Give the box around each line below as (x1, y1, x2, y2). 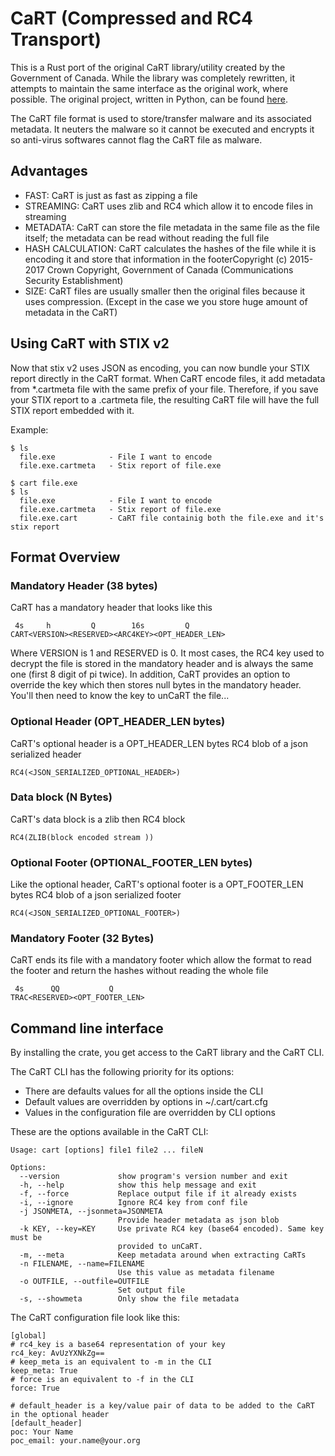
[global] (10, 1331, 47, 1341)
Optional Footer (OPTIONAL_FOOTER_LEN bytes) (10, 855, 253, 869)
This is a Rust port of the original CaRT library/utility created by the (10, 61, 286, 73)
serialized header (10, 748, 82, 760)
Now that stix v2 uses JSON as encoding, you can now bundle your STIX (10, 362, 310, 374)
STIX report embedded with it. (10, 404, 135, 416)
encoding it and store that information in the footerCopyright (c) (24, 253, 288, 265)
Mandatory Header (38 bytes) (10, 578, 158, 592)
